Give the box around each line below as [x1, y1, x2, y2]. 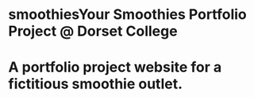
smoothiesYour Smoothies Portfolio [8, 6, 248, 24]
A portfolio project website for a [8, 58, 222, 76]
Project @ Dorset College [8, 22, 178, 40]
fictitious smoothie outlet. [8, 75, 183, 93]
